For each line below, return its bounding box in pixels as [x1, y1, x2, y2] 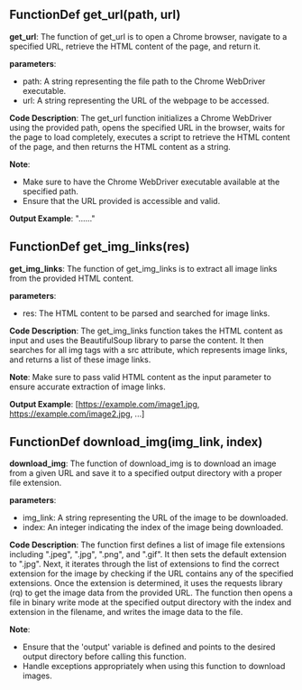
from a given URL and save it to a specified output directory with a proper [9, 468, 282, 479]
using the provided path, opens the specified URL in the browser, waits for [9, 122, 286, 133]
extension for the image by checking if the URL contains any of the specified [9, 568, 294, 579]
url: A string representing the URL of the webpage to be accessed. [22, 95, 270, 106]
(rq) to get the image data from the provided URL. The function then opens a [9, 587, 293, 599]
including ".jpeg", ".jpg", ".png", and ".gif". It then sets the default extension [9, 549, 287, 560]
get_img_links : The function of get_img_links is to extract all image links [9, 263, 278, 274]
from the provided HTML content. [9, 273, 134, 284]
